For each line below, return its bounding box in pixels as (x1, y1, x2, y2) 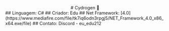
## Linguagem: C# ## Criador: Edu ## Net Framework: (5, 10, 120, 16)
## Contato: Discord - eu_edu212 (32, 21, 102, 26)
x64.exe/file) (5, 21, 32, 26)
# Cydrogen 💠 (70, 5, 100, 10)
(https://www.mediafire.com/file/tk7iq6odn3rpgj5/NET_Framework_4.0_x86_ (5, 15, 164, 21)
